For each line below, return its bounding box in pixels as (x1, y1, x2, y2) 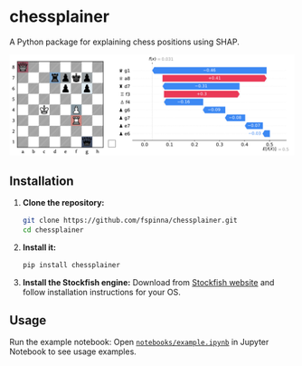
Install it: (22, 242, 57, 253)
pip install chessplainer (22, 260, 120, 269)
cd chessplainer (22, 225, 84, 235)
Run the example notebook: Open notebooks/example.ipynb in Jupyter (9, 337, 269, 348)
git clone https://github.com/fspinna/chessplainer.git (22, 216, 238, 225)
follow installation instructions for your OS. (22, 286, 181, 297)
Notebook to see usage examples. (9, 346, 137, 357)
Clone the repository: (22, 197, 105, 207)
